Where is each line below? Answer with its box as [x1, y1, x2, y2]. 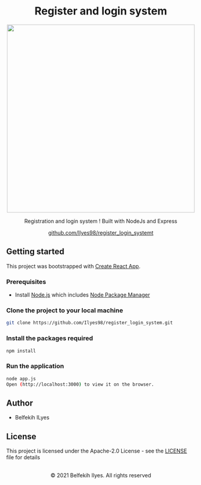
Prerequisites [6, 277, 46, 286]
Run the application [6, 362, 64, 371]
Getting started [6, 247, 65, 257]
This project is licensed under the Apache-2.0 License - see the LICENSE [6, 447, 187, 455]
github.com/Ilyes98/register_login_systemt [48, 229, 154, 236]
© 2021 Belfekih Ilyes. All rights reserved [50, 472, 151, 479]
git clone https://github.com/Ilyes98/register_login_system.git [6, 320, 173, 326]
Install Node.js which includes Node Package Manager [14, 291, 150, 298]
